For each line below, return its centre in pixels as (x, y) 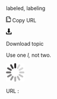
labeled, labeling (26, 8)
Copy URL (24, 21)
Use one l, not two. (28, 55)
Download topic (25, 44)
